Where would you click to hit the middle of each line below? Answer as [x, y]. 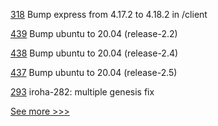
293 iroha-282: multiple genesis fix [82, 92]
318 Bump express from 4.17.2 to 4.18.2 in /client [109, 14]
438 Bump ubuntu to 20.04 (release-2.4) [94, 53]
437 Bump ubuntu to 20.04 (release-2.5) [94, 72]
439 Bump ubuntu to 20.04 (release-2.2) [94, 33]
